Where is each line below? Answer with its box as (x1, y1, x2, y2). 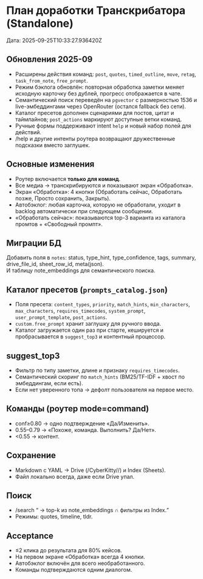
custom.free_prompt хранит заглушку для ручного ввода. (15, 320, 162, 327)
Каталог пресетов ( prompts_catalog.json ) (6, 284, 168, 295)
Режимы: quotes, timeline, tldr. (15, 513, 93, 520)
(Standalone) (6, 16, 74, 30)
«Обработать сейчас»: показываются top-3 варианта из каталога (15, 214, 186, 221)
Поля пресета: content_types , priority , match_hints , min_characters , (15, 301, 190, 308)
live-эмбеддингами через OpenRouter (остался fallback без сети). (15, 103, 187, 110)
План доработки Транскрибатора (6, 4, 186, 18)
